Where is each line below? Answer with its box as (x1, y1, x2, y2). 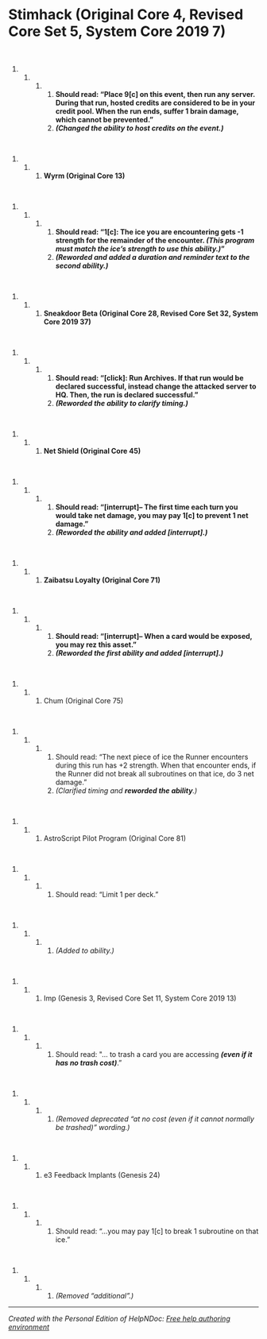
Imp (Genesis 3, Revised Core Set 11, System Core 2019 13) (43, 993, 237, 1003)
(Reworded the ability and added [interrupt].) (55, 527, 208, 537)
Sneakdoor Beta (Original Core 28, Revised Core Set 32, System (43, 308, 258, 318)
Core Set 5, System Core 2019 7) (8, 22, 226, 41)
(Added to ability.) (55, 946, 115, 955)
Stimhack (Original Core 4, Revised (8, 6, 244, 24)
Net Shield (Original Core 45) (43, 446, 141, 455)
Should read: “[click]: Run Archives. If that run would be (55, 373, 244, 382)
